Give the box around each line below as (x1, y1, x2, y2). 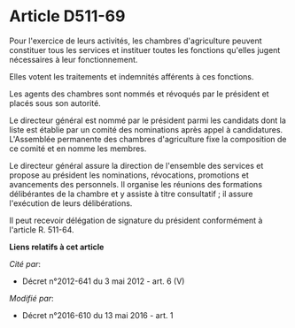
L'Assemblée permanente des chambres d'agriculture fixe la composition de (9, 133, 287, 144)
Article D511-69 (9, 6, 126, 27)
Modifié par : (9, 293, 55, 303)
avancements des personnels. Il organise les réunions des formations (9, 179, 263, 189)
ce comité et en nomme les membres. (9, 143, 147, 154)
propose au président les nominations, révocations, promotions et (9, 170, 250, 180)
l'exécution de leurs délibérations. (9, 197, 133, 209)
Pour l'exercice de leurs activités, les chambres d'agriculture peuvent (9, 35, 263, 46)
